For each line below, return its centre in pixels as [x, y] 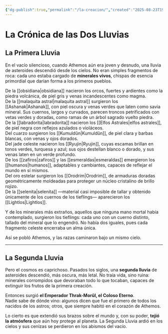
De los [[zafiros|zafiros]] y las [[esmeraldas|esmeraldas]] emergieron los [80, 159]
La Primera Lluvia [33, 53]
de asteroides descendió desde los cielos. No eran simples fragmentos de [82, 70]
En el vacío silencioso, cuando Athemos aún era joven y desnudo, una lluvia [83, 65]
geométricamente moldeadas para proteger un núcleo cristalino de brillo [80, 181]
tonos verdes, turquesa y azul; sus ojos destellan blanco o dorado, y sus [79, 149]
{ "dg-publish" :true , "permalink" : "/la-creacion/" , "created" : [69, 10]
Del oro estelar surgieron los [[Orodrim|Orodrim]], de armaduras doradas [80, 175]
